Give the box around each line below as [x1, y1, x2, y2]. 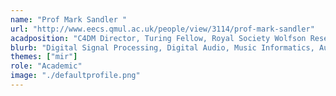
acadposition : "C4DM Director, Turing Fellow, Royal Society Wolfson [10, 33, 307, 43]
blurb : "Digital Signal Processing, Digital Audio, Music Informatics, [10, 42, 315, 53]
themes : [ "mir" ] [10, 52, 78, 62]
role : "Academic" [10, 61, 83, 71]
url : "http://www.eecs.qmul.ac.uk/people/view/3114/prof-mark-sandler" [10, 24, 315, 34]
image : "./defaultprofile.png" [10, 71, 141, 81]
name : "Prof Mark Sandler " [10, 14, 128, 25]
